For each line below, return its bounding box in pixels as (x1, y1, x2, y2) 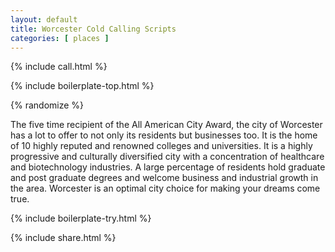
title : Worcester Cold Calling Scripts (10, 24, 177, 34)
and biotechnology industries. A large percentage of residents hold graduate (10, 161, 326, 173)
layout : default (10, 14, 78, 25)
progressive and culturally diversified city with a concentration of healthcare (10, 151, 325, 163)
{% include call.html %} (10, 61, 108, 73)
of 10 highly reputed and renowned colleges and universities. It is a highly (10, 140, 313, 152)
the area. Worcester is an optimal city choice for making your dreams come (10, 182, 321, 195)
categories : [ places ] (10, 33, 110, 43)
